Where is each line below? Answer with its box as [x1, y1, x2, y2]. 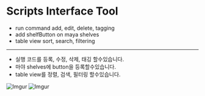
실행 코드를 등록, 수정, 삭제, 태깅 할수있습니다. [15, 55, 124, 63]
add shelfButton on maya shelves [15, 30, 99, 38]
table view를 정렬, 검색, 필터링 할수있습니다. [15, 70, 121, 78]
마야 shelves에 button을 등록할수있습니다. [15, 63, 117, 70]
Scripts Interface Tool [6, 4, 118, 18]
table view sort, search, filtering [15, 37, 96, 44]
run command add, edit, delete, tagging [15, 24, 115, 32]
